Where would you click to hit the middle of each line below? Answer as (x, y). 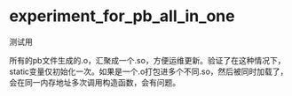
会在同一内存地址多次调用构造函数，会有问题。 (95, 82)
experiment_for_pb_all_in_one (122, 16)
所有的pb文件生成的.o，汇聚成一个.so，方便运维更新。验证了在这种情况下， (147, 60)
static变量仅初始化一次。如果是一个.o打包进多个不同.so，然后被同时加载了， (149, 71)
